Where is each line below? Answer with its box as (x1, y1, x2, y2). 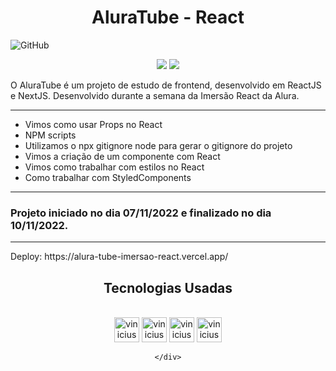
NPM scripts (24, 129, 77, 141)
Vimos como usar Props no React (24, 118, 163, 130)
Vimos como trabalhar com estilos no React (24, 161, 205, 173)
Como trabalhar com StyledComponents (24, 171, 192, 183)
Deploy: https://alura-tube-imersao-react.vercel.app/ (10, 251, 229, 263)
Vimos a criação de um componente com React (24, 150, 221, 162)
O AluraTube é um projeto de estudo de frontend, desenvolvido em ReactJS (10, 79, 322, 91)
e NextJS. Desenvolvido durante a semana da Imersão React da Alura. (10, 89, 300, 101)
